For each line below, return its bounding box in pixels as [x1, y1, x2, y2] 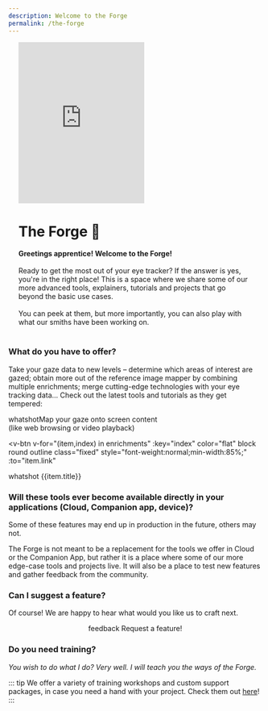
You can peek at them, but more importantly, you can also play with [19, 309, 242, 318]
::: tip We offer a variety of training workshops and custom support [8, 678, 229, 688]
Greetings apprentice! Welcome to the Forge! [19, 249, 173, 259]
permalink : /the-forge [8, 19, 85, 27]
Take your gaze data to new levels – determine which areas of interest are [8, 364, 254, 374]
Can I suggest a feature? [8, 589, 106, 601]
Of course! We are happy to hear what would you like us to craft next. [8, 608, 239, 617]
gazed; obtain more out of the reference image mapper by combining [8, 372, 238, 383]
